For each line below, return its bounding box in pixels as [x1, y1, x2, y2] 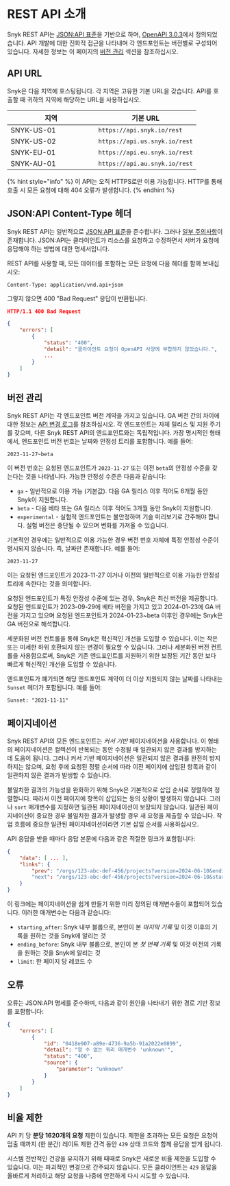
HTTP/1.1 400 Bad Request [7, 308, 81, 315]
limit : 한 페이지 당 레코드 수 [16, 958, 93, 966]
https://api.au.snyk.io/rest [98, 159, 193, 167]
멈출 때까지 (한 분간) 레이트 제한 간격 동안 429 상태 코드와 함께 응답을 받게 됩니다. [7, 1140, 223, 1148]
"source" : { [43, 1059, 78, 1067]
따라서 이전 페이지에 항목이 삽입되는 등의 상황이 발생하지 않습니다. [32, 794, 208, 803]
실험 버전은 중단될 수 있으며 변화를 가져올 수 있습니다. [26, 521, 169, 530]
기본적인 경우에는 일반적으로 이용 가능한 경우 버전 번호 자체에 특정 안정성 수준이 [7, 536, 219, 544]
